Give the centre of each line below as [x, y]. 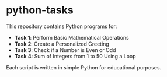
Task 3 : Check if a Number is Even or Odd [65, 50]
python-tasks [40, 10]
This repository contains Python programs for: [62, 26]
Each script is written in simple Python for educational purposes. [84, 67]
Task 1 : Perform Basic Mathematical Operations [72, 37]
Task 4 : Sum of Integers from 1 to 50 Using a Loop [75, 56]
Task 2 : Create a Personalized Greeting [62, 44]
